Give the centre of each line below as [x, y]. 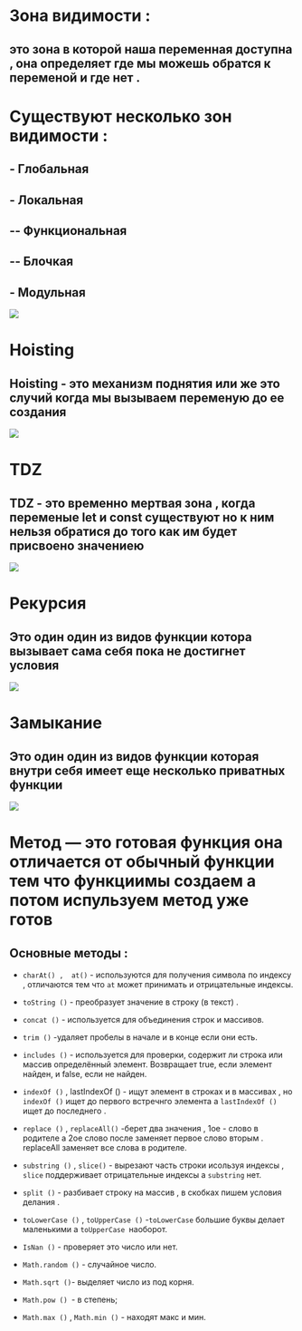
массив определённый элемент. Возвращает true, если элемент [147, 1064]
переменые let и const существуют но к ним [142, 517]
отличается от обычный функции [142, 862]
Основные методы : [69, 953]
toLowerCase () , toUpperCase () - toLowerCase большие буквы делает [153, 1219]
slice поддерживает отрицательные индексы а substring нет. [142, 1175]
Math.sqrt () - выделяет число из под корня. [108, 1282]
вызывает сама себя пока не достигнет [127, 651]
